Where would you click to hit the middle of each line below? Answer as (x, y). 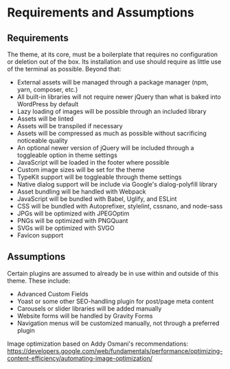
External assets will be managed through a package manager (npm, (113, 82)
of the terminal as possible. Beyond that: (64, 69)
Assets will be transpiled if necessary (70, 126)
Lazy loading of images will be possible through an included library (112, 111)
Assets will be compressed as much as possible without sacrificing (112, 133)
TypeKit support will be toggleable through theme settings (99, 177)
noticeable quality (42, 141)
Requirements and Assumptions (101, 13)
